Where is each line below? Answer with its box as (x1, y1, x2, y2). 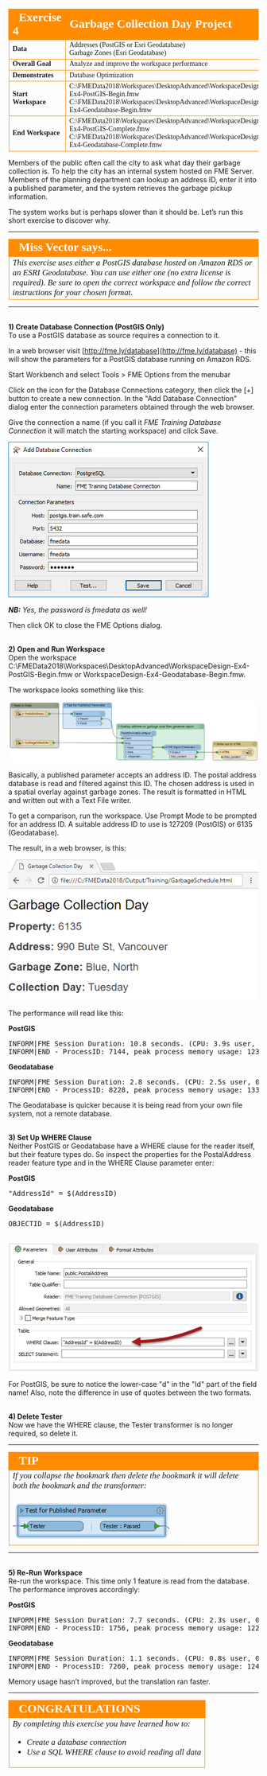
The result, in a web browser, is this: (8, 843, 127, 852)
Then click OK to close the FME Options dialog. (8, 621, 163, 629)
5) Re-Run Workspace (8, 1568, 83, 1577)
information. (8, 192, 48, 201)
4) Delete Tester (8, 1412, 63, 1421)
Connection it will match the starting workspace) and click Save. (8, 426, 219, 435)
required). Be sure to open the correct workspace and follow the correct (12, 277, 252, 287)
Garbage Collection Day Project (69, 17, 233, 31)
